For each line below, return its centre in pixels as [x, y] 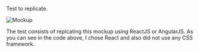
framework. [20, 44]
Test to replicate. [27, 9]
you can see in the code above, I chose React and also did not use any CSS [100, 38]
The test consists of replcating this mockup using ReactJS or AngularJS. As [100, 31]
